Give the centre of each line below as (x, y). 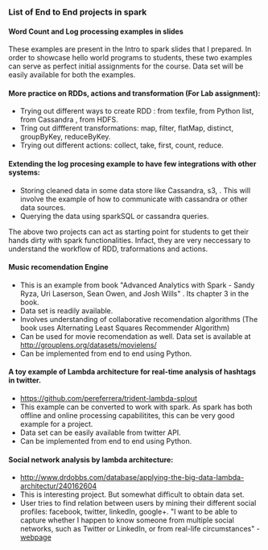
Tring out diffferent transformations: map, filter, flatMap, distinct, (127, 128)
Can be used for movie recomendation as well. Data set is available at (135, 336)
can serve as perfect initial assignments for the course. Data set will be (126, 66)
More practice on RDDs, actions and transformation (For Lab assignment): (134, 93)
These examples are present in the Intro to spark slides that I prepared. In (130, 49)
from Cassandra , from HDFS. (69, 120)
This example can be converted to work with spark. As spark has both (136, 407)
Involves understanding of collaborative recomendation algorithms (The (139, 319)
